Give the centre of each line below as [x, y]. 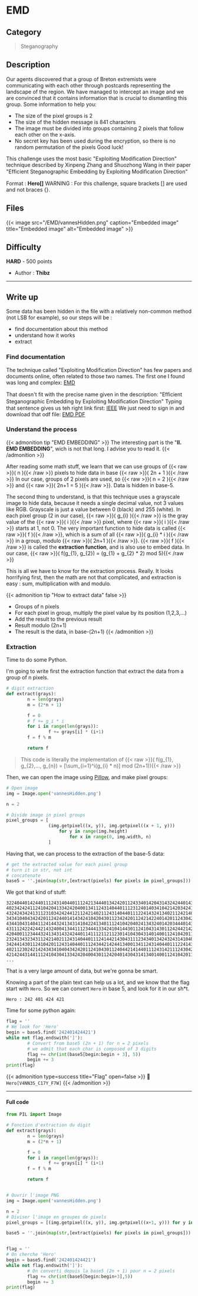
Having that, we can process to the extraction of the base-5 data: [85, 853]
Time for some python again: [41, 1010]
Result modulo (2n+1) [40, 625]
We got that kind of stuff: [36, 892]
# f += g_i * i [46, 721]
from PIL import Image [34, 1114]
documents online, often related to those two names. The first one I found [95, 376]
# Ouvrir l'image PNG [33, 1195]
